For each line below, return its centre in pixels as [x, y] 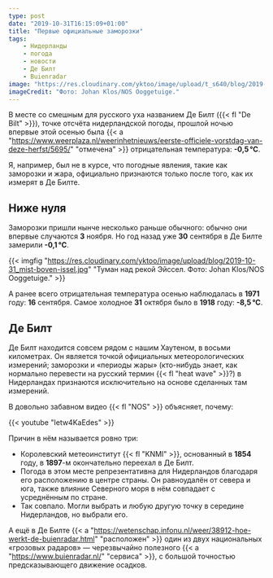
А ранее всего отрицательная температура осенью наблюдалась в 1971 [134, 294]
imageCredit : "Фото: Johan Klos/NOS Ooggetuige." [94, 92]
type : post [27, 16]
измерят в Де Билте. [44, 182]
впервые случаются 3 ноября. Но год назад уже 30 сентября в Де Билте [135, 236]
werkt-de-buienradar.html [52, 539]
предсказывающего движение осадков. [78, 565]
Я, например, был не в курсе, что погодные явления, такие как [118, 165]
